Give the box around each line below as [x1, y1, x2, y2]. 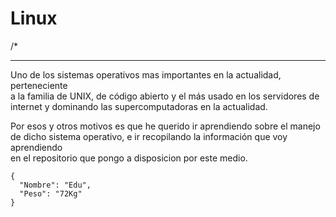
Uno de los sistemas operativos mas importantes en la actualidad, [10, 68, 282, 81]
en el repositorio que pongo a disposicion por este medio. [10, 152, 248, 164]
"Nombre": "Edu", [19, 180, 92, 190]
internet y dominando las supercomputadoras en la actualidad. [10, 100, 268, 112]
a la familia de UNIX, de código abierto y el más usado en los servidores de [10, 90, 320, 102]
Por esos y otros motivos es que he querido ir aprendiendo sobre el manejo [10, 120, 321, 132]
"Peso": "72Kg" [19, 188, 83, 199]
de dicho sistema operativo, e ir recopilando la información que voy [10, 130, 288, 142]
